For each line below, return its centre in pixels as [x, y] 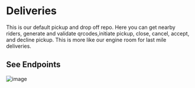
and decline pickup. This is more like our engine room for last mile [86, 40]
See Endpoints [33, 65]
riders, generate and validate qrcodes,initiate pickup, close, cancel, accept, [98, 33]
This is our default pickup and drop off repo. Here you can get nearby [91, 27]
